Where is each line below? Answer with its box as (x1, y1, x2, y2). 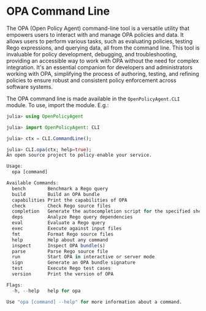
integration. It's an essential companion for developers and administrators (6, 63, 193, 71)
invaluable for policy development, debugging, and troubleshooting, (6, 50, 178, 58)
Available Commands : (6, 180, 59, 186)
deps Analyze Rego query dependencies (12, 214, 133, 220)
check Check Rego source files (12, 203, 112, 209)
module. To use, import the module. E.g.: (6, 101, 109, 108)
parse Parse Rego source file (12, 248, 109, 255)
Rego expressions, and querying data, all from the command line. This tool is (6, 44, 200, 51)
